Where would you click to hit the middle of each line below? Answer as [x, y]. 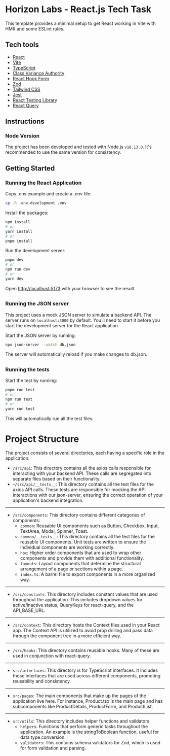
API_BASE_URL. [29, 610]
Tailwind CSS [26, 89]
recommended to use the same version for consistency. [63, 152]
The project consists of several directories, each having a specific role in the [85, 453]
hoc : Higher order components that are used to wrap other [81, 553]
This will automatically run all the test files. [49, 418]
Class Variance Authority [38, 73]
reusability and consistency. [42, 681]
